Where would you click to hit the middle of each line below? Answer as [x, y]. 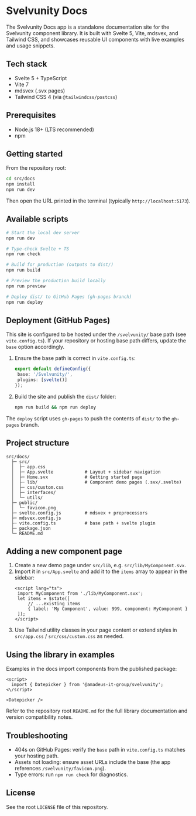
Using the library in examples [61, 655]
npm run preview [26, 286]
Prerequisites [31, 115]
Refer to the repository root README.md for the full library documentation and [97, 711]
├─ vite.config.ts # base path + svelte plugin [84, 523]
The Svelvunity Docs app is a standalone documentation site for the [88, 27]
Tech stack [27, 64]
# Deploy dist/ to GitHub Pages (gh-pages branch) [69, 297]
